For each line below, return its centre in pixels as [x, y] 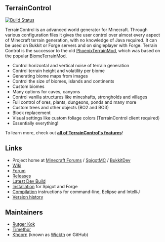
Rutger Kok [24, 224]
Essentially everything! [35, 123]
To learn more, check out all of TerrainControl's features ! [64, 132]
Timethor [21, 230]
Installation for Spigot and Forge [45, 186]
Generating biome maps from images [50, 76]
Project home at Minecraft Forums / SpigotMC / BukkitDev [71, 160]
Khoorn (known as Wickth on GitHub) [50, 235]
